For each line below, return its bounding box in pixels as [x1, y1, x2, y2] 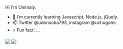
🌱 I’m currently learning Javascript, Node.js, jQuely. [12, 14, 118, 19]
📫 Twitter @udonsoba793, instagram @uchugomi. [12, 19, 117, 25]
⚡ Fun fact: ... [12, 27, 40, 33]
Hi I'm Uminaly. [5, 4, 36, 10]
